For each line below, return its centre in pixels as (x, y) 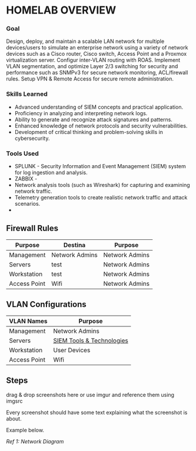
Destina (74, 245)
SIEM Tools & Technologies (91, 340)
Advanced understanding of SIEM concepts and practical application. (99, 107)
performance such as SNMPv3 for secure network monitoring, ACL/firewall (97, 73)
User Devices (72, 350)
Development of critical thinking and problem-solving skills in (89, 132)
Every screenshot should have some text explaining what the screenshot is (97, 412)
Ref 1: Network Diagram (35, 441)
